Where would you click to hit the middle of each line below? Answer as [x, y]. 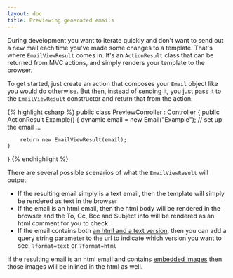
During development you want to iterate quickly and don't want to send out [115, 40]
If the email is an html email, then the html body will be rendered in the [119, 208]
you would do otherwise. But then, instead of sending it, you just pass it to [114, 91]
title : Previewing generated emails [61, 20]
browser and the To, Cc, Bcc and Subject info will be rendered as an [116, 216]
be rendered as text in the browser [67, 201]
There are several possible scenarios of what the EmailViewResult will [108, 172]
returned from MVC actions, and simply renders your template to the [106, 62]
